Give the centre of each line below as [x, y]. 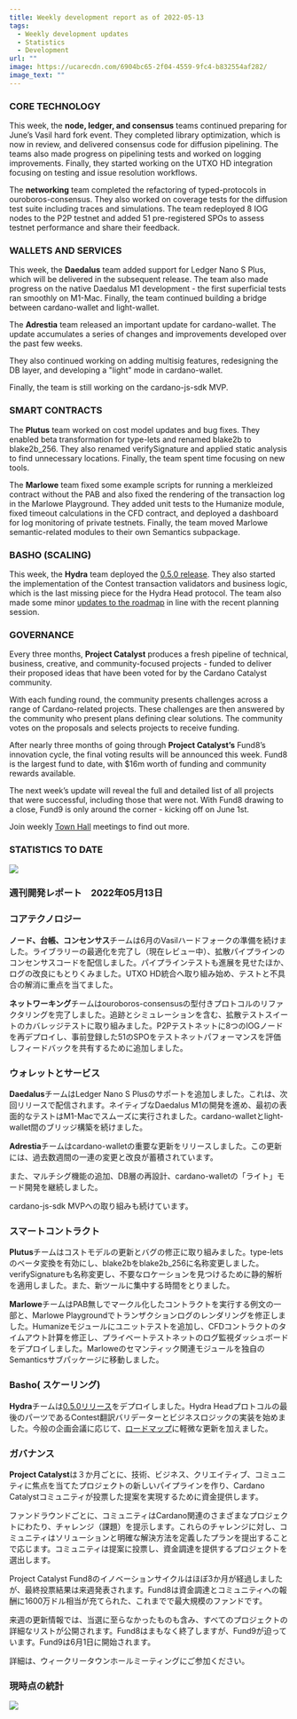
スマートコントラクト [55, 1231]
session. [24, 611]
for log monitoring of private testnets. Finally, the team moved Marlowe [139, 522]
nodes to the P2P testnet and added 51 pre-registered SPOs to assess [137, 218]
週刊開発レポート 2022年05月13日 [86, 893]
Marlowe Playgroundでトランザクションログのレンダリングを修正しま [159, 1315]
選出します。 [32, 1559]
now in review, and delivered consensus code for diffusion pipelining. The [144, 145]
